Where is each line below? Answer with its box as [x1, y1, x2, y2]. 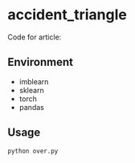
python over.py [7, 147, 59, 155]
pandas [18, 102, 45, 112]
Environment [7, 55, 74, 69]
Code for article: [7, 32, 62, 42]
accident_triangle [7, 6, 128, 24]
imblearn [18, 76, 49, 86]
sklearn [18, 85, 45, 95]
